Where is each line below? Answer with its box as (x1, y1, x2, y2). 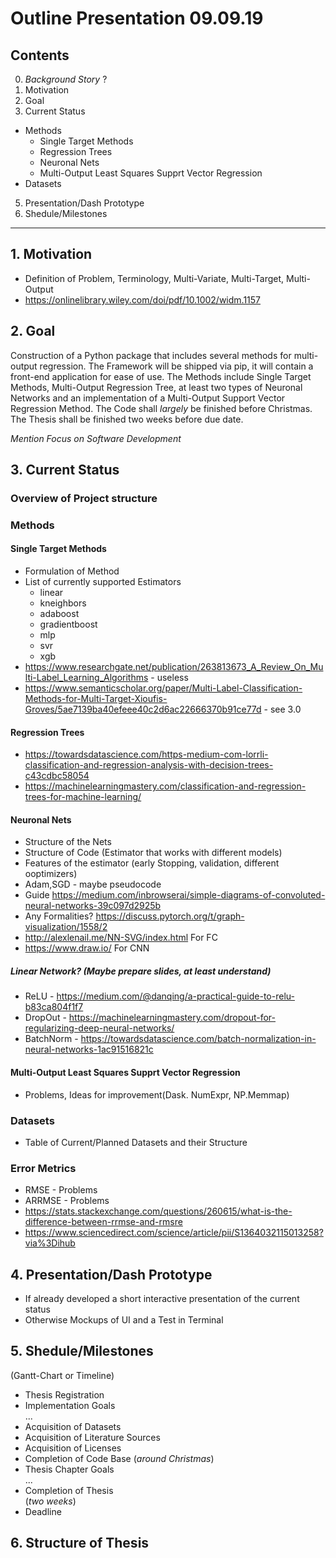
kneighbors (39, 597, 87, 609)
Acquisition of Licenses (24, 1442, 122, 1454)
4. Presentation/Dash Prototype (10, 1266, 213, 1283)
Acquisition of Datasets (24, 1420, 122, 1432)
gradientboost (39, 618, 98, 631)
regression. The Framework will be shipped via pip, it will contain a (39, 360, 314, 372)
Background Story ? (24, 73, 108, 85)
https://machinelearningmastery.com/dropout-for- (68, 1012, 277, 1024)
